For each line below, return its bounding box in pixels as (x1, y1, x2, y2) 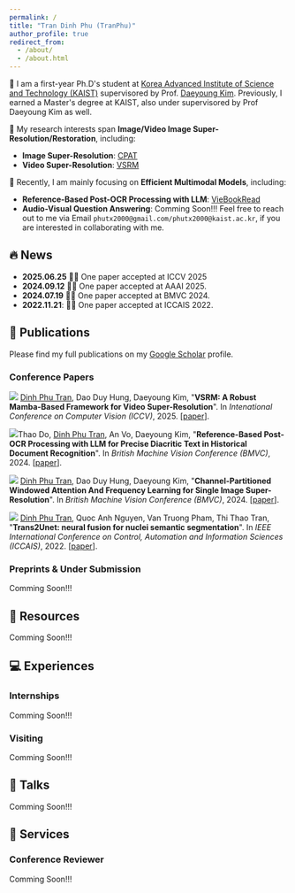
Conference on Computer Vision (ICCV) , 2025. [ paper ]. (9, 411, 210, 421)
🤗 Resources (9, 608, 80, 624)
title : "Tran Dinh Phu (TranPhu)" (9, 21, 137, 30)
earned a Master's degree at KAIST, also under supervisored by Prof (9, 97, 259, 107)
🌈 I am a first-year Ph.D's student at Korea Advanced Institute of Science (9, 79, 275, 89)
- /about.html (17, 54, 69, 63)
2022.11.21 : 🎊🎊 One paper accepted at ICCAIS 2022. (21, 299, 214, 310)
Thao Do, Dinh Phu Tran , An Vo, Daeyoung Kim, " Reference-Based (18, 428, 262, 439)
